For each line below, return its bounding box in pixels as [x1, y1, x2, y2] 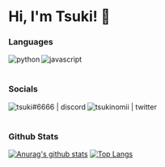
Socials [8, 83, 38, 95]
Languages [8, 36, 54, 48]
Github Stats [8, 131, 59, 142]
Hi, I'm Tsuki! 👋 [8, 7, 111, 26]
